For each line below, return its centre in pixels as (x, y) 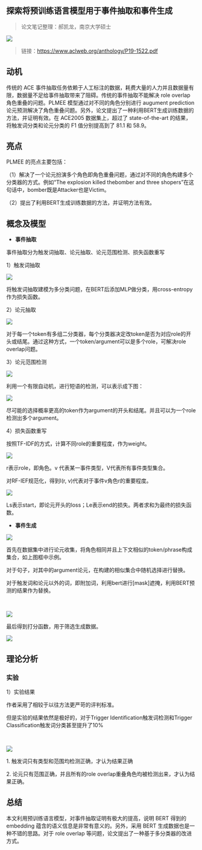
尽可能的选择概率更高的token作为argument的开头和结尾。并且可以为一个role (101, 410)
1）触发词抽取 (23, 265)
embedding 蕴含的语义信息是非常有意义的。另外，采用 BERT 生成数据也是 (98, 826)
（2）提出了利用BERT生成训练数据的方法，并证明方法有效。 (81, 203)
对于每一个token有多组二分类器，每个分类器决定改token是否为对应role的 (96, 334)
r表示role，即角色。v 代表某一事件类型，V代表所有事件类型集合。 (87, 468)
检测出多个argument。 (34, 418)
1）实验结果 (21, 691)
